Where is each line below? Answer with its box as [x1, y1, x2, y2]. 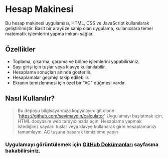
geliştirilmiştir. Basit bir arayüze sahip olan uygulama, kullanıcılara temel [5, 25, 153, 31]
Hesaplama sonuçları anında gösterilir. [12, 69, 92, 75]
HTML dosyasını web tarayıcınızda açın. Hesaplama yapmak [17, 118, 142, 124]
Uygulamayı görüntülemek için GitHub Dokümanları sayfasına [5, 141, 159, 148]
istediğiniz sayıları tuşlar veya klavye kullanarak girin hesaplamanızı [17, 123, 156, 129]
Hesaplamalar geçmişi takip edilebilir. [12, 74, 90, 80]
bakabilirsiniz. [5, 147, 41, 154]
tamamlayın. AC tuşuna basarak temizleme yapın [17, 128, 118, 134]
